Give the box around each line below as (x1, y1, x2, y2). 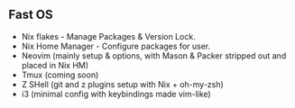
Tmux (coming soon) (21, 69, 99, 80)
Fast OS (8, 7, 53, 22)
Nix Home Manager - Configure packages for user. (21, 40, 211, 51)
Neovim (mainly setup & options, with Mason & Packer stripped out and (21, 49, 287, 61)
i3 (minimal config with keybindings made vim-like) (21, 88, 211, 99)
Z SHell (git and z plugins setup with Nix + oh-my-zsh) (21, 78, 225, 89)
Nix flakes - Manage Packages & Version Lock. (21, 31, 196, 41)
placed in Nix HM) (21, 59, 89, 70)
